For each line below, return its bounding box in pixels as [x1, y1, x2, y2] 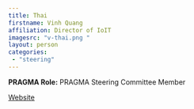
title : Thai [8, 11, 48, 20]
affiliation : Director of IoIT [8, 26, 112, 34]
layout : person [8, 41, 59, 49]
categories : [8, 48, 48, 56]
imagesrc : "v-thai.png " [8, 33, 90, 42]
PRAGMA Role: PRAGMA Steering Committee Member [8, 77, 186, 87]
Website [8, 92, 36, 102]
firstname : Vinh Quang [8, 19, 83, 27]
